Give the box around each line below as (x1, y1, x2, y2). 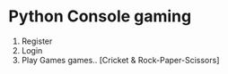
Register (21, 36, 53, 46)
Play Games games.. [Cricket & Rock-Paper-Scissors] (21, 54, 220, 65)
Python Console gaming (8, 6, 192, 27)
